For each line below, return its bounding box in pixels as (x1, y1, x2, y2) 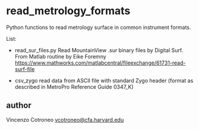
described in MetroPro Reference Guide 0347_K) (14, 83, 134, 90)
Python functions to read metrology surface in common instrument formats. (6, 24, 191, 31)
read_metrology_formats (6, 4, 131, 18)
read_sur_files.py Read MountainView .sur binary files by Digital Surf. (14, 46, 184, 54)
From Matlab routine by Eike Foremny (14, 53, 107, 60)
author (6, 101, 31, 111)
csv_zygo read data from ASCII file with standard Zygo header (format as (14, 77, 194, 84)
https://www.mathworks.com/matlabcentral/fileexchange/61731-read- (14, 59, 186, 66)
